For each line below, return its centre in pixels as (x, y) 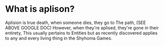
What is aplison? (40, 9)
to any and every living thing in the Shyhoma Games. (59, 38)
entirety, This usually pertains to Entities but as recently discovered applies (82, 33)
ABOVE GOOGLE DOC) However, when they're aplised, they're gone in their (82, 27)
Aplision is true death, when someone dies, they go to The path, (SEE (76, 23)
